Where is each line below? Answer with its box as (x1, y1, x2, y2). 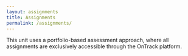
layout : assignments (6, 8, 59, 15)
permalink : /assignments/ (6, 20, 72, 26)
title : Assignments (6, 14, 56, 20)
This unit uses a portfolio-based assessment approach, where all (6, 37, 169, 44)
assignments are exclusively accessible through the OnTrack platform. (6, 43, 183, 50)
